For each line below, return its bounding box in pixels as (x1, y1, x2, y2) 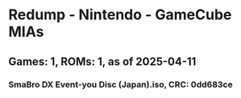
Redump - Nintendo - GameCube (8, 6, 232, 24)
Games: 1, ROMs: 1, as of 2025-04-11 (8, 55, 197, 68)
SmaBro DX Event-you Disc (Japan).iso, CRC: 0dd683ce (8, 79, 233, 90)
